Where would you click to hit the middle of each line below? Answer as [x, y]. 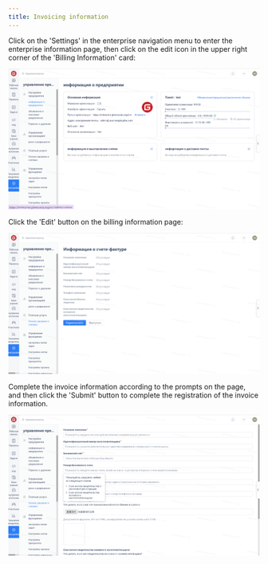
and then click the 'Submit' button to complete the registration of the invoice [134, 395]
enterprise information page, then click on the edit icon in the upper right [128, 49]
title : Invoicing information [59, 17]
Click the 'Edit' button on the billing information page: [96, 222]
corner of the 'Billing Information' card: [72, 57]
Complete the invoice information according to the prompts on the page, [127, 387]
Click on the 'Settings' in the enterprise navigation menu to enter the [120, 41]
